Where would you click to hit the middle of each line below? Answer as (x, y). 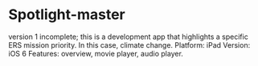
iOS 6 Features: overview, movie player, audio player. (96, 53)
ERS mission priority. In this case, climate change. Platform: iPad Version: (129, 45)
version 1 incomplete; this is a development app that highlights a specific (129, 37)
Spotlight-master (67, 15)
